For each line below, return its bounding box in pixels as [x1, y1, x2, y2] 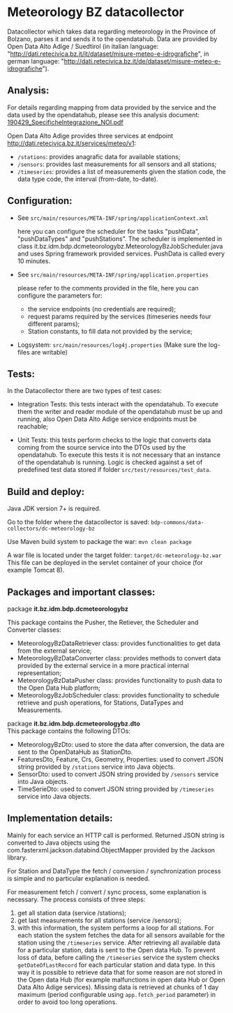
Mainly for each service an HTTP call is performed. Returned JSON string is [7, 831, 225, 839]
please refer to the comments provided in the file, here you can [17, 283, 199, 292]
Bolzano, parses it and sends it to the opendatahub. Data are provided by [7, 34, 218, 43]
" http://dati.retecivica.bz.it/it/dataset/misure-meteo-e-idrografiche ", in [7, 50, 209, 58]
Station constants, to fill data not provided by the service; [27, 327, 193, 335]
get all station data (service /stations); [17, 908, 127, 917]
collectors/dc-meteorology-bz [7, 525, 96, 533]
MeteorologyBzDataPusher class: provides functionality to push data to [17, 676, 223, 684]
